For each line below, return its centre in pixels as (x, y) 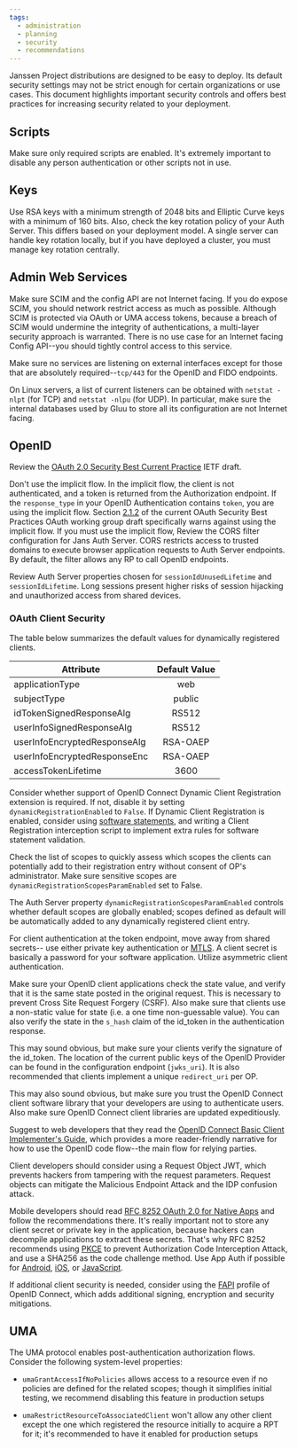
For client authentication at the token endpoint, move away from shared (140, 938)
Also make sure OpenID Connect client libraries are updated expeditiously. (145, 1112)
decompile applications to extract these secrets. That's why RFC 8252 (137, 1239)
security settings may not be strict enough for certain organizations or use (145, 85)
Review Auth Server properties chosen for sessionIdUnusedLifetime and (141, 576)
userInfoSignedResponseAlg (73, 727)
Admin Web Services (68, 277)
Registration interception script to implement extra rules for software (134, 830)
